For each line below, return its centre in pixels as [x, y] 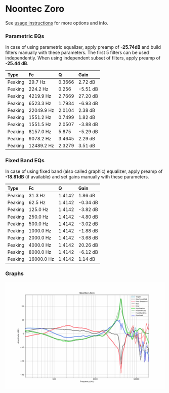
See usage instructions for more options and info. [57, 23]
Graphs [14, 274]
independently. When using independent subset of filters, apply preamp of [83, 58]
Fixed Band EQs [25, 160]
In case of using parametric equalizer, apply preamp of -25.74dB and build [83, 47]
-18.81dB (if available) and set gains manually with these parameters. [77, 177]
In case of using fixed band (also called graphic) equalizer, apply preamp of [84, 171]
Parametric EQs [25, 36]
